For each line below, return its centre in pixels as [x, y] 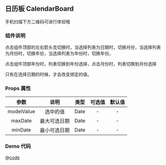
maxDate [21, 121]
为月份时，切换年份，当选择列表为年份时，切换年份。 [59, 54]
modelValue [21, 111]
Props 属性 [18, 89]
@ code [12, 157]
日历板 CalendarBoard [40, 9]
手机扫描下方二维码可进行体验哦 [38, 22]
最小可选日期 [55, 131]
